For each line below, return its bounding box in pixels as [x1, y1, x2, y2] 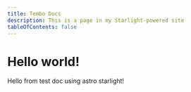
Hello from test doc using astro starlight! [7, 77, 125, 85]
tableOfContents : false [7, 23, 78, 30]
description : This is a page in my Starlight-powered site [7, 17, 185, 24]
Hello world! [7, 53, 80, 70]
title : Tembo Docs [7, 10, 61, 18]
